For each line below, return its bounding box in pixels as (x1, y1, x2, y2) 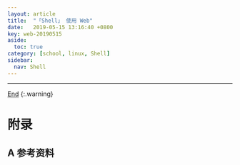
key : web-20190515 (7, 30, 62, 38)
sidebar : (7, 57, 34, 64)
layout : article (7, 10, 56, 18)
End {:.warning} (7, 90, 54, 98)
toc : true (14, 43, 43, 50)
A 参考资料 (7, 147, 55, 159)
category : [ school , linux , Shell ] (7, 50, 111, 58)
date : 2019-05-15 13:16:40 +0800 (7, 23, 114, 31)
